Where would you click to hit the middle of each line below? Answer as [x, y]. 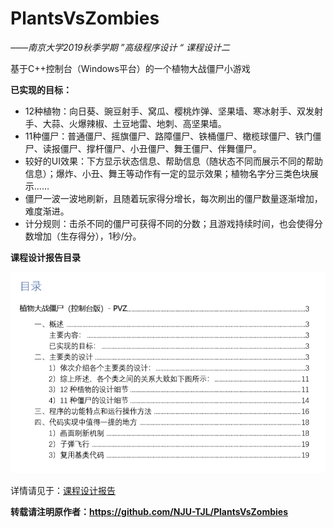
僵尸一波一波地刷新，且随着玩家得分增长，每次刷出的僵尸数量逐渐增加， [173, 198]
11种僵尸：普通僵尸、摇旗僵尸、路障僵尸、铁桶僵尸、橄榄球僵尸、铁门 [168, 136]
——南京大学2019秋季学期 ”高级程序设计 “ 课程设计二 [120, 47]
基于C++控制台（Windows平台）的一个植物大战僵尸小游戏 [130, 68]
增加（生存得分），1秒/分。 [87, 236]
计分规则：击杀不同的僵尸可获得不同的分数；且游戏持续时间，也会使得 [169, 223]
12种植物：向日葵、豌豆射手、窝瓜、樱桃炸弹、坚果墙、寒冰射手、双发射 [174, 111]
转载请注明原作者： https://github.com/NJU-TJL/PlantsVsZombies [149, 512]
